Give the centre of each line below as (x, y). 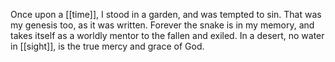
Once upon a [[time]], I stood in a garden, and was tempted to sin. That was (166, 14)
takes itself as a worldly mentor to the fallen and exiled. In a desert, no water (167, 35)
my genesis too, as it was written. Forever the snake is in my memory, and (162, 25)
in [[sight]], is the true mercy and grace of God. (107, 46)
